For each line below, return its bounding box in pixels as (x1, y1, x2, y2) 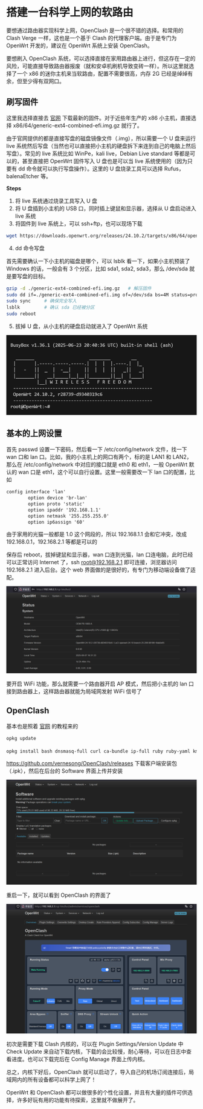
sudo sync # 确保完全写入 (6, 298, 77, 304)
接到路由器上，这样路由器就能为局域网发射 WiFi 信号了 (6, 688, 142, 695)
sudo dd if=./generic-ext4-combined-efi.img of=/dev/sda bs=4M (6, 291, 169, 298)
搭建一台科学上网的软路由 (6, 5, 134, 19)
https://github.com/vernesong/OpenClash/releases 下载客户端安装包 (6, 760, 177, 767)
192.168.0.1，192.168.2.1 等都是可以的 (6, 538, 98, 545)
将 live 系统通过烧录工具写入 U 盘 (14, 197, 98, 204)
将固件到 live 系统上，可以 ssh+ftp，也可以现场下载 (14, 219, 143, 227)
